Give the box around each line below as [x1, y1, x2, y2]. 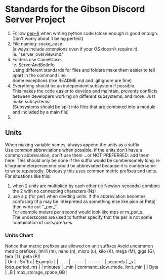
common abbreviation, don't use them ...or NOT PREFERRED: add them [5, 152, 150, 158]
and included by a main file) [12, 109, 69, 115]
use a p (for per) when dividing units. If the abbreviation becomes [12, 193, 146, 199]
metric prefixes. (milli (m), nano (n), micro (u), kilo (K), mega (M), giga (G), [5, 248, 156, 254]
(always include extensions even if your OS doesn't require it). [12, 46, 139, 52]
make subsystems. [12, 98, 51, 104]
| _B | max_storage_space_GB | [5, 269, 68, 275]
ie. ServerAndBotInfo [12, 62, 55, 68]
